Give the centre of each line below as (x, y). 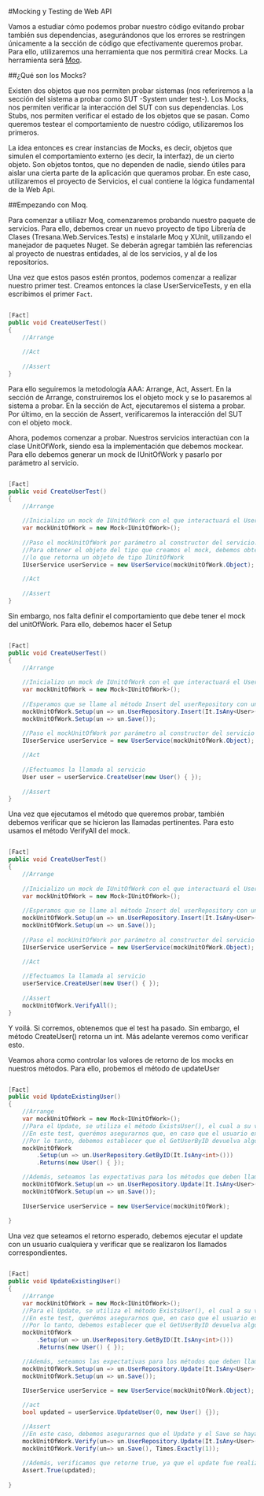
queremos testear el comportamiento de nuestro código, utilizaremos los (126, 124)
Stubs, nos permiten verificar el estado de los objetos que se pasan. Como (129, 116)
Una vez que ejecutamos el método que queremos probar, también (117, 814)
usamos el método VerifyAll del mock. (69, 831)
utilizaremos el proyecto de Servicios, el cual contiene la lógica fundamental (132, 181)
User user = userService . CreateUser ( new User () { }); (112, 777)
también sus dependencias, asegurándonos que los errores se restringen (127, 35)
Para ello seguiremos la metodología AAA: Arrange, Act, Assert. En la (120, 388)
